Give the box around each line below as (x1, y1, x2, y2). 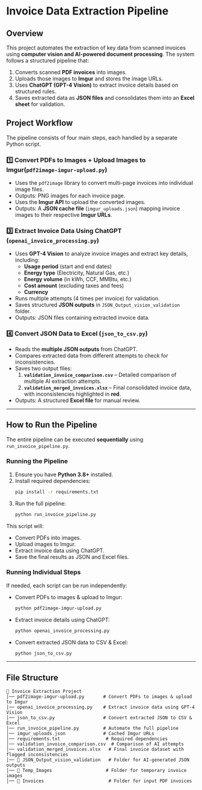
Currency (23, 288, 49, 296)
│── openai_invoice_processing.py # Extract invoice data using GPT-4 (6, 704, 195, 711)
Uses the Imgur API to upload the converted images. (14, 199, 146, 206)
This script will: (6, 522, 44, 529)
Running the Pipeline (6, 457, 68, 465)
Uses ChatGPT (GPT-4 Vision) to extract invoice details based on (14, 81, 179, 89)
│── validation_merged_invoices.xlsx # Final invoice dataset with (6, 747, 185, 753)
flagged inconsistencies (6, 751, 69, 758)
